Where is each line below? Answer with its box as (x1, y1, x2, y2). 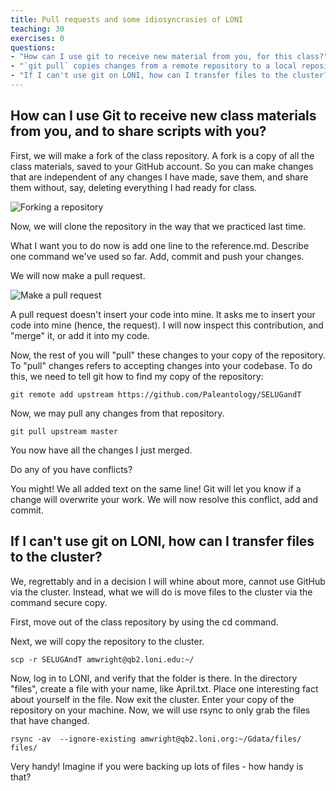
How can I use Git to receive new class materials (10, 107, 317, 125)
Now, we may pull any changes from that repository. (10, 407, 225, 419)
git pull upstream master (10, 426, 118, 436)
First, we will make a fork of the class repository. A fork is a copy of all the (10, 149, 315, 161)
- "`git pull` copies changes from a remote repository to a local (10, 61, 298, 71)
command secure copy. (10, 596, 108, 608)
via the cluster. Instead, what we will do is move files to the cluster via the (10, 586, 313, 598)
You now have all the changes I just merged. (10, 444, 193, 456)
